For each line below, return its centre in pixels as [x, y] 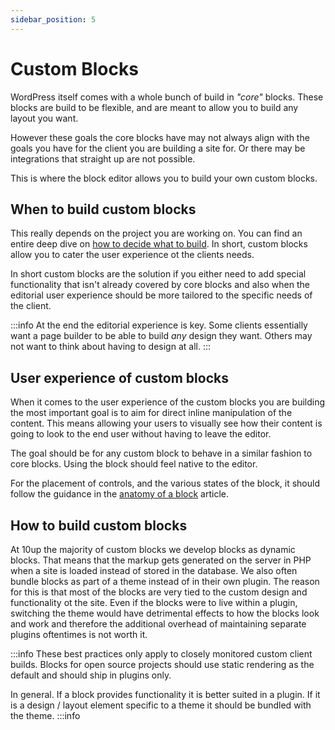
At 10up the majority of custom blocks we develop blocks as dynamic [153, 549]
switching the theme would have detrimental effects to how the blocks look [165, 613]
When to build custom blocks [103, 209]
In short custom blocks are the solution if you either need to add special [158, 274]
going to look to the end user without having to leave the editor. [141, 434]
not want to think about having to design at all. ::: [110, 347]
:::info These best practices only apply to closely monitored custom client [161, 654]
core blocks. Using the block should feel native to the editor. [134, 464]
